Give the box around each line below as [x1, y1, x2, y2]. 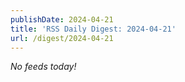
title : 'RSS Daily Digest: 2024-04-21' [10, 24, 177, 34]
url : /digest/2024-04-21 [10, 33, 114, 43]
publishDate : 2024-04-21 [10, 14, 114, 25]
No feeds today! [10, 61, 77, 73]
